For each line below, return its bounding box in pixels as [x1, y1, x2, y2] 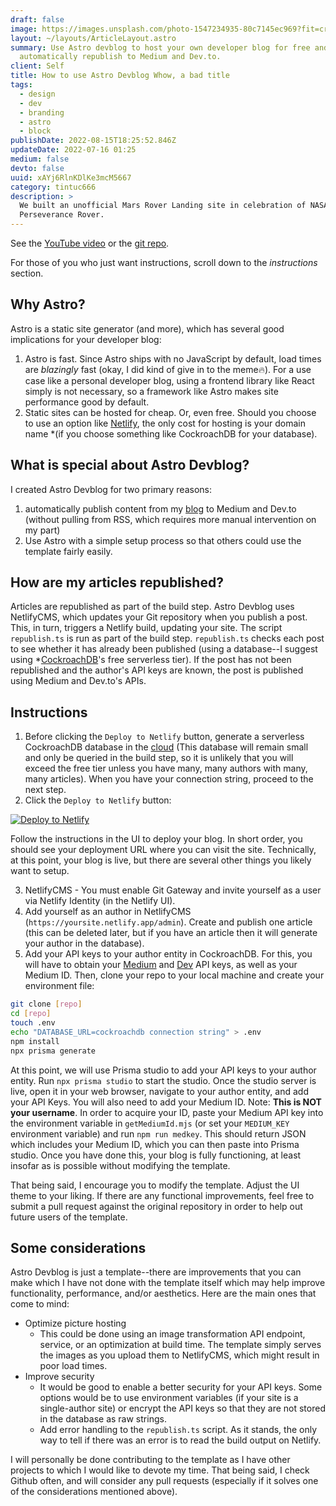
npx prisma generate [10, 1046, 97, 1056]
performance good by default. [24, 396, 150, 408]
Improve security [24, 1371, 95, 1383]
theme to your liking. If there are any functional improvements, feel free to [10, 1189, 315, 1201]
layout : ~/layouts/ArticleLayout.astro [10, 33, 177, 43]
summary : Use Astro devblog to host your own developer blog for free [10, 42, 311, 53]
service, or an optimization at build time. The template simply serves [39, 1339, 322, 1351]
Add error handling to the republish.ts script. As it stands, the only [39, 1424, 318, 1436]
